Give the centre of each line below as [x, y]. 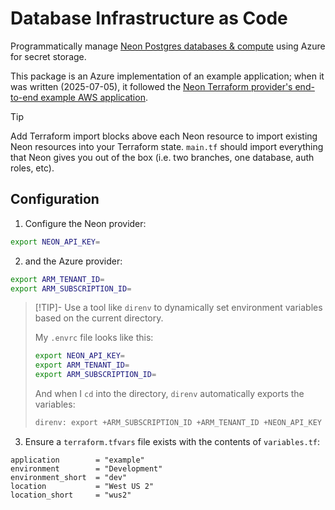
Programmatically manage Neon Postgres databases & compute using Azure [168, 46]
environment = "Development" [86, 468]
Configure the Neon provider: [85, 223]
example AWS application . [94, 97]
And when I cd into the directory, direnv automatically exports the [169, 393]
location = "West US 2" [82, 486]
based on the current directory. [99, 318]
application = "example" [77, 460]
